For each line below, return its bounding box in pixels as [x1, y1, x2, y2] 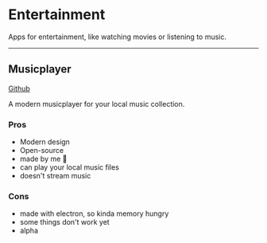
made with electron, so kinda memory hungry [19, 209, 169, 218]
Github [8, 84, 30, 93]
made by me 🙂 [19, 154, 68, 164]
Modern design [19, 137, 70, 147]
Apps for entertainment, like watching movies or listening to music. [8, 32, 227, 41]
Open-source [19, 146, 64, 155]
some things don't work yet [19, 218, 110, 227]
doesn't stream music [19, 171, 91, 181]
